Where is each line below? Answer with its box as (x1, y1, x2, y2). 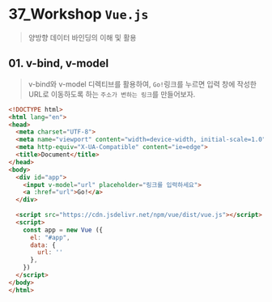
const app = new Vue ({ (23, 226, 104, 234)
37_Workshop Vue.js (8, 5, 149, 23)
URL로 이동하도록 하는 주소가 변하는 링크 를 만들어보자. (28, 89, 196, 99)
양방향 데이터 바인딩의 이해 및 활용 (28, 32, 137, 42)
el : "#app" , (29, 233, 70, 241)
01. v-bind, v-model (8, 57, 109, 70)
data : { (29, 240, 57, 249)
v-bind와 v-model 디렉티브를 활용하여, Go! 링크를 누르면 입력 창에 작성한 (28, 79, 257, 89)
